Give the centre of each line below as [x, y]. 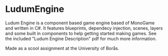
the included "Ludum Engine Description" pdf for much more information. [81, 39]
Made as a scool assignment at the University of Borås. [62, 48]
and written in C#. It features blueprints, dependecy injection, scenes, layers [84, 28]
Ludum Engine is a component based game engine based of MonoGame [80, 23]
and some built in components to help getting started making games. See [81, 33]
